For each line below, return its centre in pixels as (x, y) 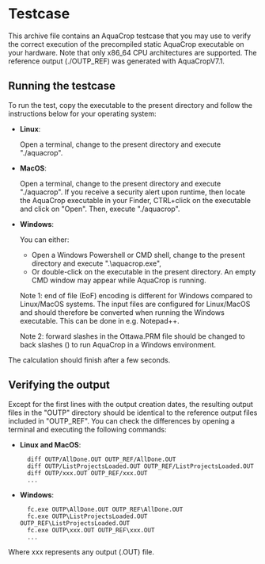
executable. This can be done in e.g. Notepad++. (99, 320)
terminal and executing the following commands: (87, 429)
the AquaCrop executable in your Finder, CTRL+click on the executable (135, 200)
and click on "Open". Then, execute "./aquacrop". (100, 209)
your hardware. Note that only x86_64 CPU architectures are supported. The (132, 52)
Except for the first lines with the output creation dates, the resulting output (131, 404)
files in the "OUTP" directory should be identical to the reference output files (133, 412)
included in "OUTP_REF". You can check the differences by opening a (121, 420)
